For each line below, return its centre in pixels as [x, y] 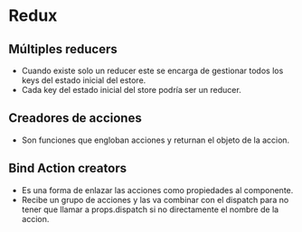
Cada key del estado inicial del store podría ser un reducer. [131, 90]
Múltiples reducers [63, 49]
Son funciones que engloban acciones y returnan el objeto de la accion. [156, 140]
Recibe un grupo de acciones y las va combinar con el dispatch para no [155, 200]
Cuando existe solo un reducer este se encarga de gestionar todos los [152, 70]
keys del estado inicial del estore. [84, 80]
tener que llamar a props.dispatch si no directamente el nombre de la [150, 209]
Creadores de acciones [75, 118]
